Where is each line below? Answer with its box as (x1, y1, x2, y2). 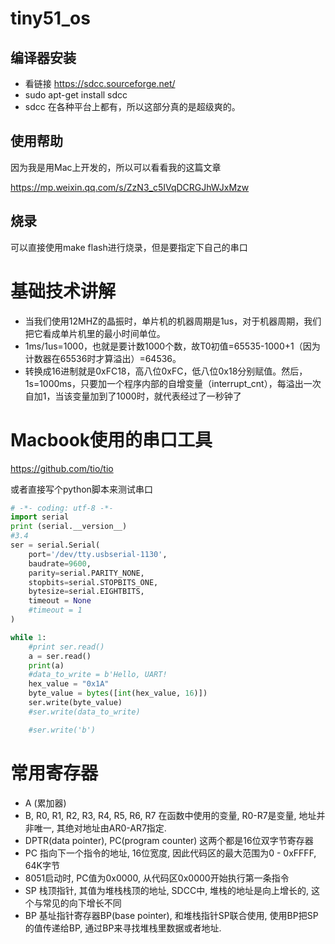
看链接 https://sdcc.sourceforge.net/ (24, 78, 176, 89)
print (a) (28, 660, 65, 671)
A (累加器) (24, 797, 67, 809)
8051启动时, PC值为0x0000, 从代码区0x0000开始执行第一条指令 (24, 872, 290, 884)
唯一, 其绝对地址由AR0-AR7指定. (33, 822, 167, 834)
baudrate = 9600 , (28, 558, 92, 569)
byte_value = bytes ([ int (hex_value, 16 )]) (28, 688, 208, 699)
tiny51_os (10, 7, 91, 30)
